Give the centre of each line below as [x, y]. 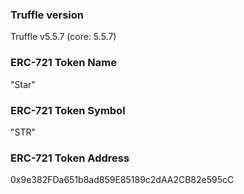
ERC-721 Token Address [70, 158]
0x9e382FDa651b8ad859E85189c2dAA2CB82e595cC [122, 180]
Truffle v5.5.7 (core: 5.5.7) [63, 37]
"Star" [23, 84]
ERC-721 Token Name [63, 63]
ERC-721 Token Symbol [68, 110]
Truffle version [47, 15]
